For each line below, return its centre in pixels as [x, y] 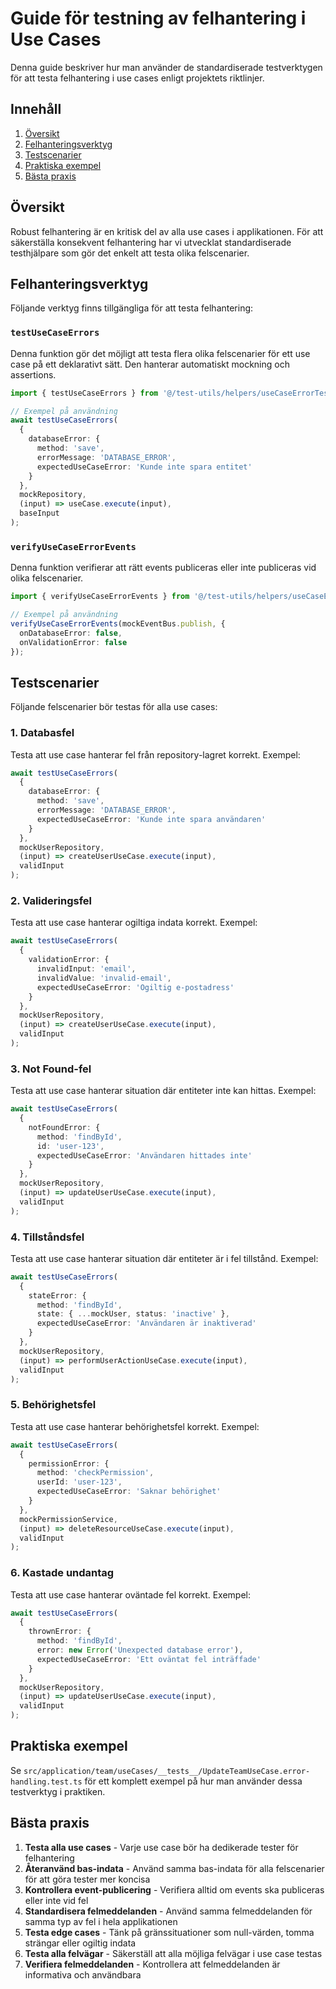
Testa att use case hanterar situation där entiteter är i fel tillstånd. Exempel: [164, 1258]
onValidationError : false [73, 642]
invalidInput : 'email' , [86, 969]
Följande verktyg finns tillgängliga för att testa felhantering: [132, 308]
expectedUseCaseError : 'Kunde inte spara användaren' [151, 819]
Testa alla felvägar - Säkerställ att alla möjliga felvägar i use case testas [173, 1953]
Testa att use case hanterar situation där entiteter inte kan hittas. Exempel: [163, 1091]
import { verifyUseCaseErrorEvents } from [100, 597]
